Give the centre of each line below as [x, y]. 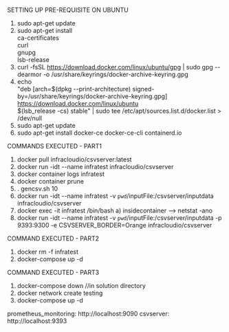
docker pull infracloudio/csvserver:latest [74, 159]
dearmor [29, 74]
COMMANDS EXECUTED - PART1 [54, 146]
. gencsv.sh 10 [37, 189]
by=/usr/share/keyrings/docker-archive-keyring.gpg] [92, 96]
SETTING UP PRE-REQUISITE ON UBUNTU [68, 10]
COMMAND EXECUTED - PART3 [53, 272]
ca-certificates [38, 38]
